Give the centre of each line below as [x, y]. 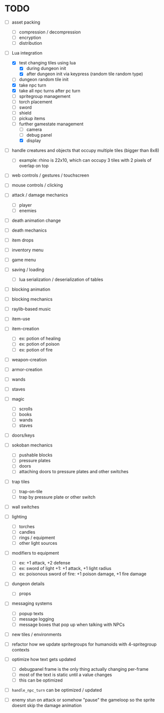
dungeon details [28, 584]
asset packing [26, 22]
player [26, 205]
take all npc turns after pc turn [50, 90]
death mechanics [29, 230]
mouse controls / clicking [37, 185]
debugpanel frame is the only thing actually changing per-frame [84, 669]
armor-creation [27, 369]
